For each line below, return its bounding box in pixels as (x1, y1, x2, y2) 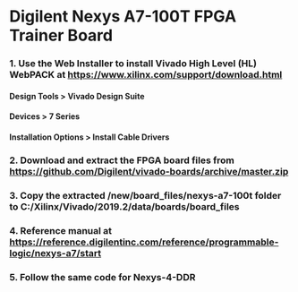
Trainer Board (9, 25, 114, 46)
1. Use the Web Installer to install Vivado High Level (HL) (9, 57, 258, 70)
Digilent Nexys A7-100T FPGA (9, 6, 237, 27)
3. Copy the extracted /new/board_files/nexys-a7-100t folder (9, 189, 282, 202)
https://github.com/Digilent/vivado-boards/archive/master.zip (9, 165, 289, 177)
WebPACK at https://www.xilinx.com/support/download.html (9, 69, 283, 82)
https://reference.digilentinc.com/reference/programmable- (9, 236, 279, 248)
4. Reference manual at (9, 224, 113, 236)
